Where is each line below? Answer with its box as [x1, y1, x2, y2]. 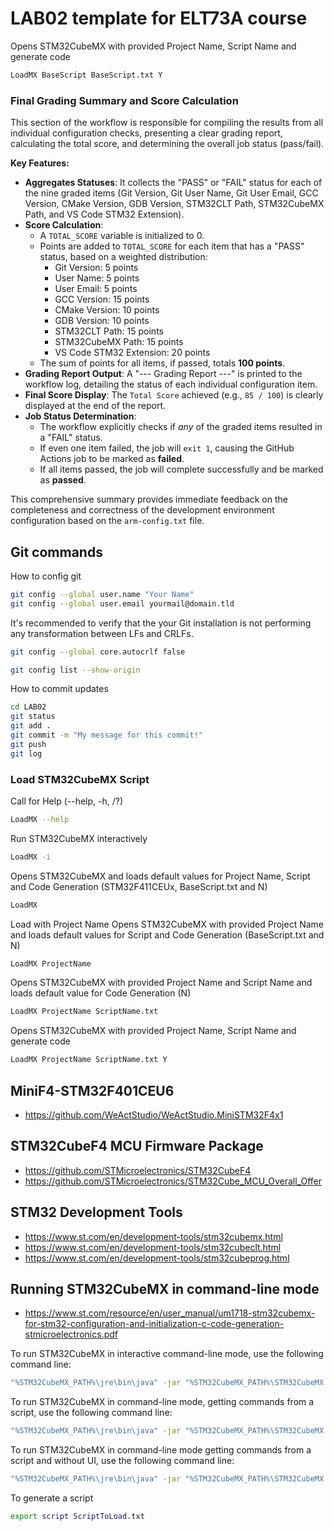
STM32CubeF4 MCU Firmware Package [10, 1138, 264, 1155]
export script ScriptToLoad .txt [10, 1512, 145, 1522]
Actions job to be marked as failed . [39, 453, 185, 465]
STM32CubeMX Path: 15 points [54, 336, 184, 348]
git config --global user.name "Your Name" [10, 589, 195, 599]
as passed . [39, 474, 87, 486]
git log [10, 748, 43, 759]
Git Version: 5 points [54, 262, 139, 274]
